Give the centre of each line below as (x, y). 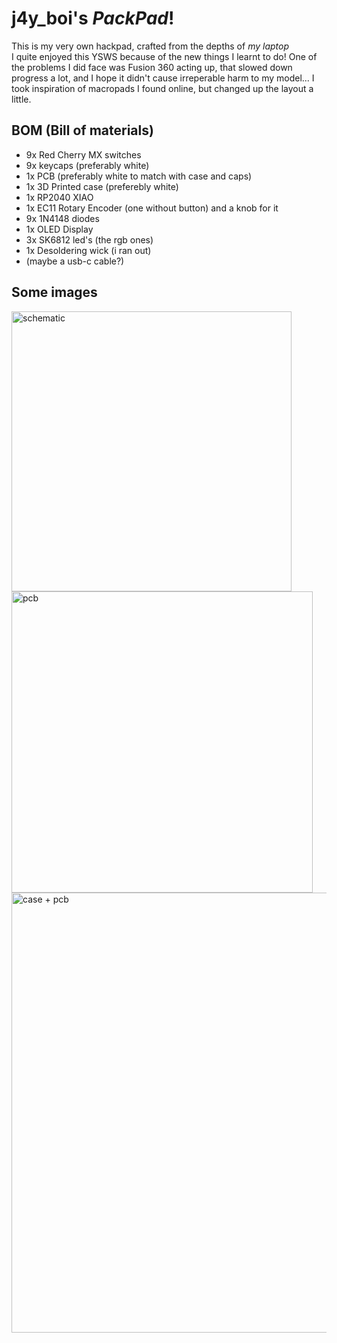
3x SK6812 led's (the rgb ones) (89, 239)
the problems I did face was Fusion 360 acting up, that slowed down (152, 67)
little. (21, 99)
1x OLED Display (59, 229)
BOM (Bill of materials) (82, 130)
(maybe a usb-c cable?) (75, 261)
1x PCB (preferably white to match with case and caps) (139, 176)
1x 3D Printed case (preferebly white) (102, 186)
